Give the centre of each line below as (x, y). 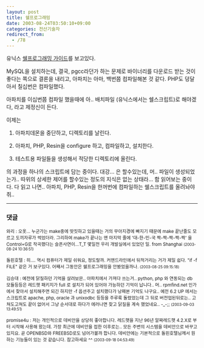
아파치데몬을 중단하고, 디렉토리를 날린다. (63, 133)
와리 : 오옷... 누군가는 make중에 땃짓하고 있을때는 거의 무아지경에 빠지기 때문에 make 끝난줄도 (99, 232)
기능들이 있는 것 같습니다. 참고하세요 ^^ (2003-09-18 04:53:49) (75, 340)
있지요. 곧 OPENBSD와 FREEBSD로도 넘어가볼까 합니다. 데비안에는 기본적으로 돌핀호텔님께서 (98, 333)
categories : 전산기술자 (33, 29)
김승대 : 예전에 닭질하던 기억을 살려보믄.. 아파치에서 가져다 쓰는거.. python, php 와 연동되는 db (100, 279)
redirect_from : (25, 35)
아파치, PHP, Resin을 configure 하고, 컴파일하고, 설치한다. (84, 146)
